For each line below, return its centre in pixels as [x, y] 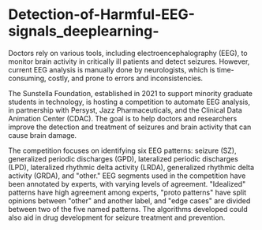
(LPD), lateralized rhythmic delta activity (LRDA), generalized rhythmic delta [131, 167]
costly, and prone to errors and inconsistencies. [125, 78]
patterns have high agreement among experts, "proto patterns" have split [127, 192]
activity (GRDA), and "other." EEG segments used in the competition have [127, 176]
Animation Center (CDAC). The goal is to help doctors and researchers [123, 118]
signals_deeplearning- [84, 31]
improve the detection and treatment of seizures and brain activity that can [130, 127]
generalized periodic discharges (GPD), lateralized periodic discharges [123, 158]
